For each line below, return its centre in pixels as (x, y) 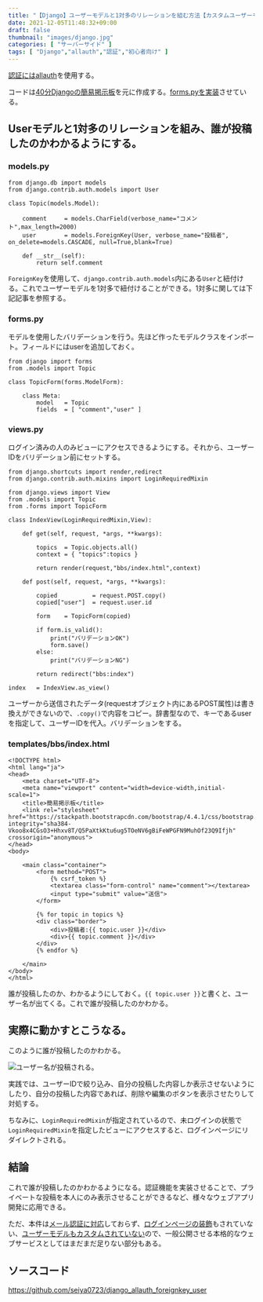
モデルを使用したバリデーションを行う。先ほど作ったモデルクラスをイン (124, 336)
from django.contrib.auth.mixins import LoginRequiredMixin (108, 479)
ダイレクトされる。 (39, 1140)
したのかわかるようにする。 (75, 143)
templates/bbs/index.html (59, 744)
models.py (29, 166)
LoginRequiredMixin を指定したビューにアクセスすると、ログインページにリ (128, 1130)
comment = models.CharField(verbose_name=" (101, 218)
